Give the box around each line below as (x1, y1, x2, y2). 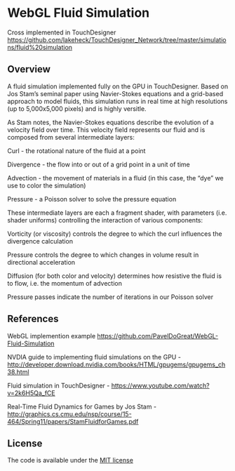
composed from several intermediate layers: (7, 133, 135, 141)
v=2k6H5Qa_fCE (7, 388, 55, 397)
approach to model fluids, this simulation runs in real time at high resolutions (7, 97, 228, 105)
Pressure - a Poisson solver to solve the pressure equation (7, 194, 177, 203)
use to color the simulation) (7, 181, 86, 190)
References (7, 313, 59, 325)
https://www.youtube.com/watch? (111, 381, 210, 390)
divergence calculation (7, 237, 74, 245)
